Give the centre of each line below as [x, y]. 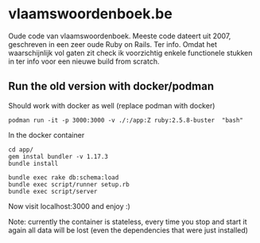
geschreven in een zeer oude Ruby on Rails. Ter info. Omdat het [113, 44]
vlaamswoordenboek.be [90, 14]
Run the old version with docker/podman [111, 86]
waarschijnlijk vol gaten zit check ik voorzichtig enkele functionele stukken [130, 53]
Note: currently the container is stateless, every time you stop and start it [128, 221]
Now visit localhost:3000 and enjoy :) [70, 206]
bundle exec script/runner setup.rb [69, 184]
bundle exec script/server [53, 191]
